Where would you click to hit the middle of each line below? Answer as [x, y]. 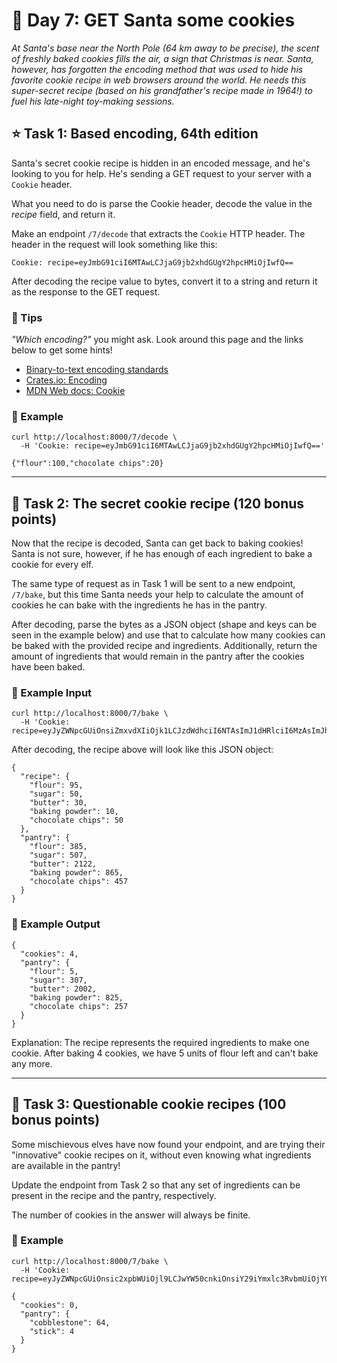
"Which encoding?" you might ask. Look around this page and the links [157, 340]
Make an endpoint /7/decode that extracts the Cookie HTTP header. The [158, 233]
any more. [32, 1063]
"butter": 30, [58, 803]
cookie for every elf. [52, 565]
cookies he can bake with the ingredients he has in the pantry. [139, 605]
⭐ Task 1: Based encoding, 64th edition [135, 134]
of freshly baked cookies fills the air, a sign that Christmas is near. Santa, [162, 58]
